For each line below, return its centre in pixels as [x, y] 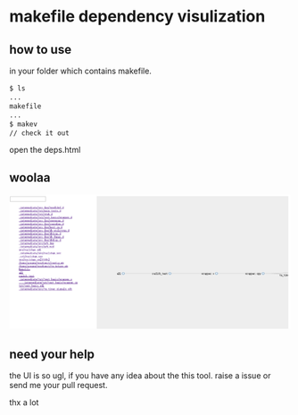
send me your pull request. [58, 385]
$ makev [24, 124]
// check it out [39, 133]
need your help [52, 354]
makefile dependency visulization [137, 17]
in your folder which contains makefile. [80, 71]
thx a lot [24, 402]
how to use [41, 50]
